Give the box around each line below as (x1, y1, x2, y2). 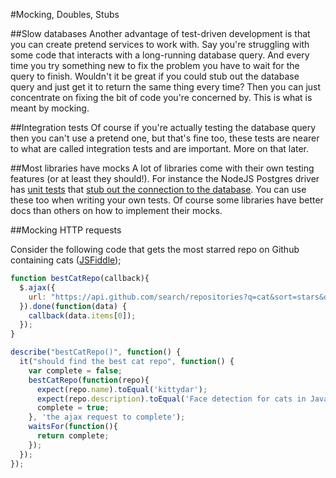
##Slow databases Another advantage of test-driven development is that (10, 28, 311, 39)
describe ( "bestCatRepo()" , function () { (10, 347, 182, 358)
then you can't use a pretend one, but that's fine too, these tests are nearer (10, 132, 320, 144)
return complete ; (36, 431, 110, 441)
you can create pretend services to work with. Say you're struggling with (10, 39, 310, 50)
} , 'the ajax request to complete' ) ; (28, 412, 186, 423)
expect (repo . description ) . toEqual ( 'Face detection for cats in (36, 394, 307, 404)
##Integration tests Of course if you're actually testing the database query (10, 122, 317, 133)
